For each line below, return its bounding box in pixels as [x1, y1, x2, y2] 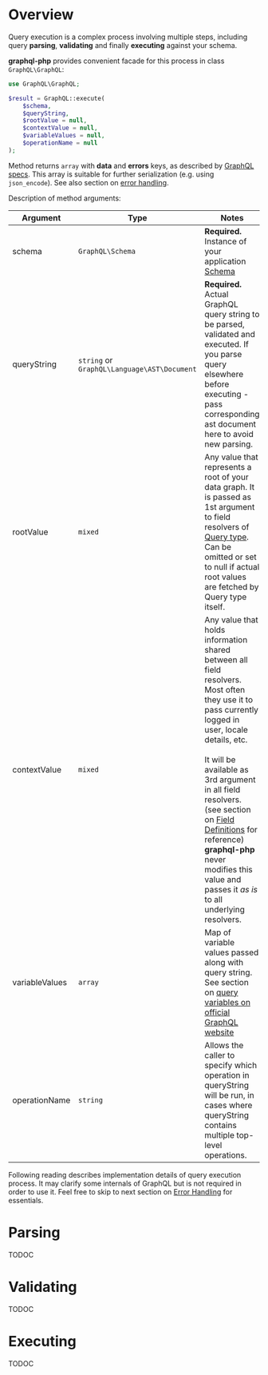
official [204, 1007, 231, 1018]
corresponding [204, 408, 260, 419]
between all [204, 654, 249, 665]
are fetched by [204, 581, 259, 592]
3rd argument [204, 773, 256, 785]
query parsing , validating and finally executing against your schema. [8, 40, 238, 50]
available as [204, 764, 249, 775]
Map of [204, 927, 231, 938]
